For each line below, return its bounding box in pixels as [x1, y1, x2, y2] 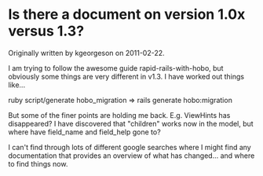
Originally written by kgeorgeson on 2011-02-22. [8, 48, 165, 57]
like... [8, 80, 26, 90]
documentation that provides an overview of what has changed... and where [8, 151, 255, 160]
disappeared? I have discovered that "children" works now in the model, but [8, 119, 254, 128]
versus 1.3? [8, 22, 85, 40]
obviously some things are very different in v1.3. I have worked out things [8, 71, 245, 81]
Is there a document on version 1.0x [8, 5, 246, 24]
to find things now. [8, 159, 68, 168]
